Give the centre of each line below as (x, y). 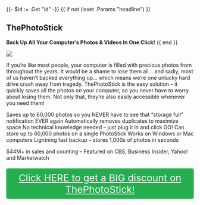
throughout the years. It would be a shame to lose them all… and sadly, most (100, 71)
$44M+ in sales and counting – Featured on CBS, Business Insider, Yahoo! (97, 151)
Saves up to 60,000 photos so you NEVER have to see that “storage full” (95, 114)
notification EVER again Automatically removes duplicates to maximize (92, 121)
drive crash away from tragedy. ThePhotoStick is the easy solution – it (92, 84)
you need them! (25, 103)
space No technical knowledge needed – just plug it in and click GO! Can (95, 127)
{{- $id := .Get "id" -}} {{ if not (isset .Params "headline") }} (78, 9)
